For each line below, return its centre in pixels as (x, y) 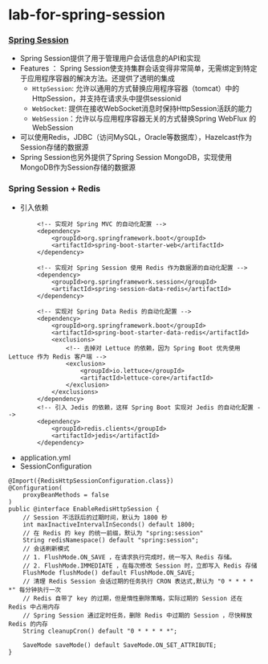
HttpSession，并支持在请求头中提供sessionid (107, 99)
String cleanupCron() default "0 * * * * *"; (100, 631)
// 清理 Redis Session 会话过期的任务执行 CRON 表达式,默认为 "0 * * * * (138, 581)
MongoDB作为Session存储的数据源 (78, 167)
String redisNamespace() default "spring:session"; (111, 540)
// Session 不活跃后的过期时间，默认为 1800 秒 (95, 517)
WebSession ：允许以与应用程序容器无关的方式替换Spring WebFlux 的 (144, 119)
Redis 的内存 (28, 624)
